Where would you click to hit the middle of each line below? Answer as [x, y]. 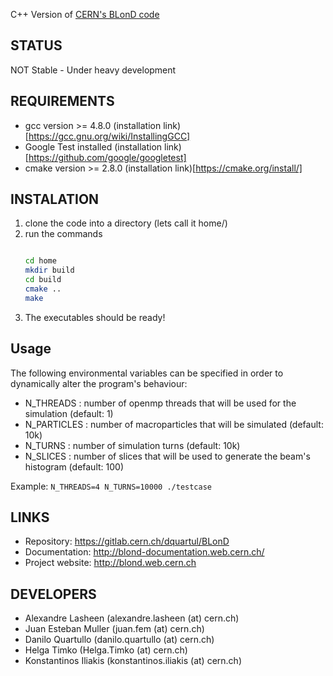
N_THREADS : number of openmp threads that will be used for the [160, 403]
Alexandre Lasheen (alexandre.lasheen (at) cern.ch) [132, 618]
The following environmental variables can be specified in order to [147, 373]
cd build [43, 280]
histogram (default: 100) [74, 466]
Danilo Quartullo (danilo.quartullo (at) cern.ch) [119, 640]
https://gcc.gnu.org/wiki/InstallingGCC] [109, 136]
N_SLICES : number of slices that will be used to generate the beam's [167, 456]
